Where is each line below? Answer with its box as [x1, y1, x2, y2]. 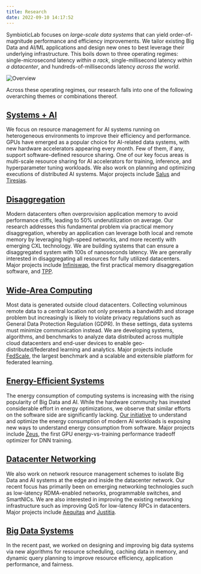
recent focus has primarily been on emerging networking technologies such [6, 483, 194, 490]
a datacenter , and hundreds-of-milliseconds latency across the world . [6, 63, 180, 70]
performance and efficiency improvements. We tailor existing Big [34, 37, 194, 44]
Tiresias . [6, 177, 28, 184]
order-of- [169, 31, 193, 38]
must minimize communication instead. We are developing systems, [6, 326, 174, 334]
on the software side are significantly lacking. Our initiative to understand [6, 411, 187, 418]
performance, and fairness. [6, 561, 74, 568]
